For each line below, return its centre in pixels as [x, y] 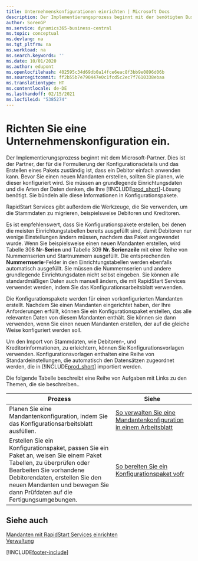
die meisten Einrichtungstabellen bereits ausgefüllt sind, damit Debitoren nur [99, 230]
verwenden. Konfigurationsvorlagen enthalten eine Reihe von [80, 354]
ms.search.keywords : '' [35, 56]
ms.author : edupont [30, 66]
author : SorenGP [26, 22]
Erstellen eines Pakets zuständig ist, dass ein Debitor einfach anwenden [93, 170]
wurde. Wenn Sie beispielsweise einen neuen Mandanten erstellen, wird [93, 243]
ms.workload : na [26, 50]
